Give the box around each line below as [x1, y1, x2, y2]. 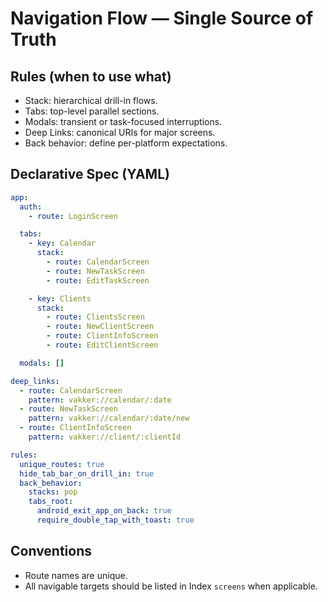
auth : [19, 202, 43, 212]
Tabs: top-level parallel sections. [24, 105, 160, 117]
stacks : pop [28, 487, 78, 497]
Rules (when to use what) [10, 68, 172, 85]
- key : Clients [28, 293, 92, 304]
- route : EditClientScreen [46, 340, 159, 351]
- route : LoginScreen [28, 211, 118, 221]
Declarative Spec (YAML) [10, 166, 170, 183]
